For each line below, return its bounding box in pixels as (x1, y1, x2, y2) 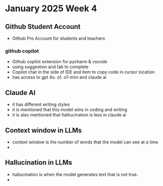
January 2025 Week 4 (5, 3, 97, 14)
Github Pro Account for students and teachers (12, 35, 105, 41)
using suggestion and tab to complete (12, 64, 89, 70)
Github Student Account (5, 23, 81, 31)
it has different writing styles (12, 101, 70, 108)
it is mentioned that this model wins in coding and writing (12, 107, 127, 113)
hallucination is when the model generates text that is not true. (12, 171, 139, 177)
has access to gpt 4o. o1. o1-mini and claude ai (12, 74, 107, 80)
